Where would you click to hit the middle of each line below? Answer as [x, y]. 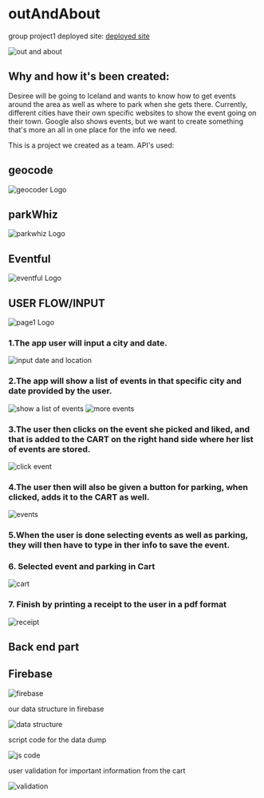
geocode [31, 170]
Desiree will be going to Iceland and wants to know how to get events [122, 96]
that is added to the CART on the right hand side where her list [131, 439]
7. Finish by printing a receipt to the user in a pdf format [118, 605]
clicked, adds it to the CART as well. [79, 497]
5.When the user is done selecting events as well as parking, [128, 535]
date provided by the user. [60, 391]
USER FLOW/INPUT [57, 303]
